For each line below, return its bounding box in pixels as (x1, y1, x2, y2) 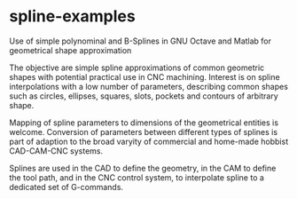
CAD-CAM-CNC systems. (9, 145, 104, 156)
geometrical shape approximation (9, 44, 132, 55)
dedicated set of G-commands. (9, 181, 124, 192)
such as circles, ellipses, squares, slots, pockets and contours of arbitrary (9, 91, 279, 101)
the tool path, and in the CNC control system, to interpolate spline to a (9, 171, 264, 183)
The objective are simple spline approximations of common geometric (9, 62, 265, 73)
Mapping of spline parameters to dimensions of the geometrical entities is (9, 117, 279, 128)
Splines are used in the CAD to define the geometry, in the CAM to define (9, 163, 277, 173)
